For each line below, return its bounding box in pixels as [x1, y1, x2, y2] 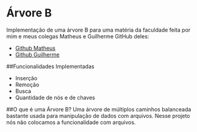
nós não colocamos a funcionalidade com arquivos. [6, 119, 136, 126]
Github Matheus [15, 44, 56, 52]
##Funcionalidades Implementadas [6, 63, 95, 70]
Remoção [15, 81, 40, 88]
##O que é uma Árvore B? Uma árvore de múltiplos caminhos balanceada [6, 105, 192, 113]
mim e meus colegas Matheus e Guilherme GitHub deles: [6, 32, 149, 40]
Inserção [15, 74, 38, 82]
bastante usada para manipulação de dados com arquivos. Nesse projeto [6, 112, 190, 119]
